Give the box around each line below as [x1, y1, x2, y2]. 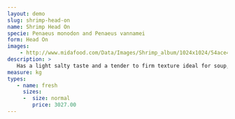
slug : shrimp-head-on [7, 17, 71, 24]
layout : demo [7, 10, 45, 17]
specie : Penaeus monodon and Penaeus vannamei [7, 29, 145, 37]
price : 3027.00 [32, 101, 77, 108]
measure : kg [7, 69, 42, 76]
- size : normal [22, 95, 71, 102]
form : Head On [7, 36, 49, 43]
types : [7, 75, 27, 83]
